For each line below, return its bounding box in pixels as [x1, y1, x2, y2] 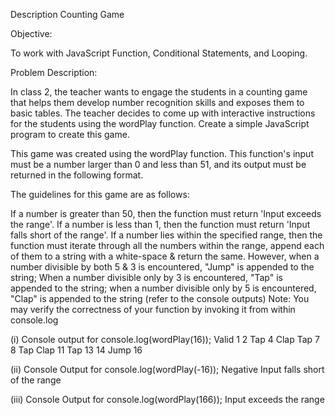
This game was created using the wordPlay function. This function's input [10, 148, 314, 159]
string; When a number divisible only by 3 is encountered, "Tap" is [10, 272, 283, 283]
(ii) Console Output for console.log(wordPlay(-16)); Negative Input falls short [10, 364, 325, 375]
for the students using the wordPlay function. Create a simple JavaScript [10, 118, 310, 129]
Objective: [10, 28, 53, 39]
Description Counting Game [10, 9, 125, 20]
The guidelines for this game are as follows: [10, 189, 190, 200]
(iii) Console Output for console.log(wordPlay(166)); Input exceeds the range [10, 394, 325, 405]
